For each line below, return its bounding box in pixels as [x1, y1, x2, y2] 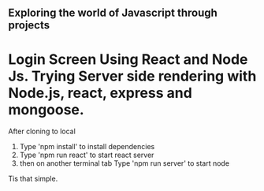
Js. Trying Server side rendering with [8, 67, 257, 85]
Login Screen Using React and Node [8, 51, 248, 68]
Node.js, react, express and [8, 84, 193, 102]
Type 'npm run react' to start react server [19, 150, 154, 160]
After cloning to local [8, 126, 76, 137]
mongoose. [8, 100, 84, 118]
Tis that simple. [8, 174, 58, 184]
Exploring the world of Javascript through [8, 6, 218, 20]
